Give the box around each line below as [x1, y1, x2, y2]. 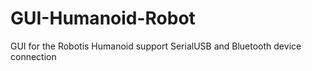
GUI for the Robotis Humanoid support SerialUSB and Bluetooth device [10, 40, 302, 52]
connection [10, 50, 57, 62]
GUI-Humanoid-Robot [10, 7, 196, 30]
